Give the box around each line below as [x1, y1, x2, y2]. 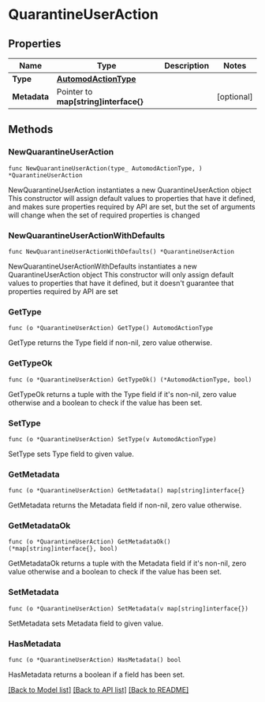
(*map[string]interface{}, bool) [8, 545, 118, 553]
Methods [8, 123, 54, 136]
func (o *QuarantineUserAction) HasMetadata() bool [8, 656, 181, 664]
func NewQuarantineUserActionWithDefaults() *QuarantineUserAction [8, 247, 235, 255]
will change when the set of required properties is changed [8, 210, 200, 220]
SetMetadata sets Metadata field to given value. [8, 618, 164, 628]
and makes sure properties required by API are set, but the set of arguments [8, 202, 256, 211]
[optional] [216, 91, 253, 102]
